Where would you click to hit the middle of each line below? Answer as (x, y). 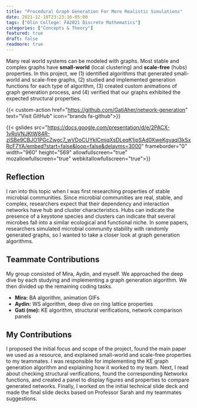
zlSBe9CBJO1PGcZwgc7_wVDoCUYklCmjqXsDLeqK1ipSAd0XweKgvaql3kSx (98, 140)
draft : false (22, 39)
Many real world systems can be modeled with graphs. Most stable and (93, 61)
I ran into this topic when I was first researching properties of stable (88, 191)
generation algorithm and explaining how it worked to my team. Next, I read (97, 367)
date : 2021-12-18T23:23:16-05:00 (47, 17)
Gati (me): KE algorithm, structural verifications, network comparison (98, 310)
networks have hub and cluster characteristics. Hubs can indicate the (90, 210)
